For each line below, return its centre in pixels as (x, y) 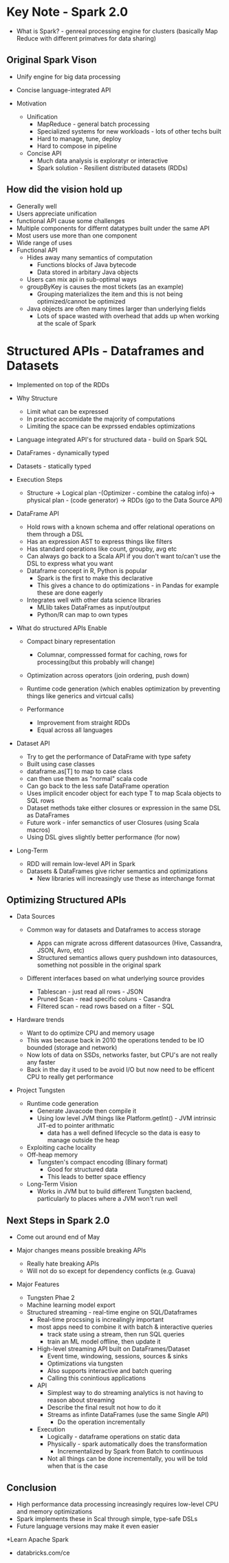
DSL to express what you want (70, 563)
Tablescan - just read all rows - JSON (90, 992)
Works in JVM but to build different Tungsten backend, (115, 1191)
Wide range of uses (44, 242)
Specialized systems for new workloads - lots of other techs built (129, 131)
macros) (39, 830)
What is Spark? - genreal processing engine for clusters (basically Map (117, 31)
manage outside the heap (83, 1140)
